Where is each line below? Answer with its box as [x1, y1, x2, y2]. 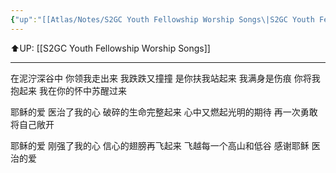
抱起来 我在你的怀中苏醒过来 [10, 84, 127, 96]
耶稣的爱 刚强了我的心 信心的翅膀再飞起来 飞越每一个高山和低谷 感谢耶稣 [10, 139, 310, 151]
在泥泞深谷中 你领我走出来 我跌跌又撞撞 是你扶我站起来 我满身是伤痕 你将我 [10, 72, 321, 84]
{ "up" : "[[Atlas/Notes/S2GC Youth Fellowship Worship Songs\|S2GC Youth [10, 14, 315, 25]
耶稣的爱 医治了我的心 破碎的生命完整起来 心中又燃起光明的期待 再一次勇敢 [10, 106, 318, 118]
